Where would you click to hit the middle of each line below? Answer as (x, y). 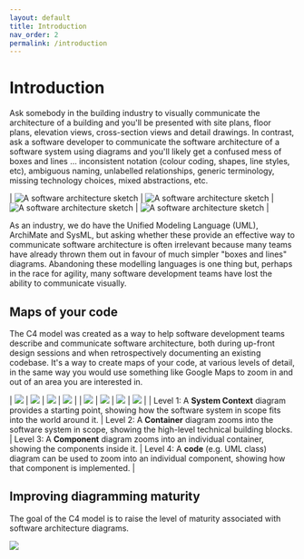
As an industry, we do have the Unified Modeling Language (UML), (134, 226)
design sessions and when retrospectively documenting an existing (135, 353)
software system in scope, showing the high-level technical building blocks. (151, 429)
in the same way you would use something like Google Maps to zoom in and (151, 372)
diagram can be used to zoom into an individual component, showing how (147, 458)
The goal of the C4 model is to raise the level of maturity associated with (145, 518)
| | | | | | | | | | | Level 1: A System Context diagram (147, 401)
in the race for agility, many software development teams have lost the (141, 274)
